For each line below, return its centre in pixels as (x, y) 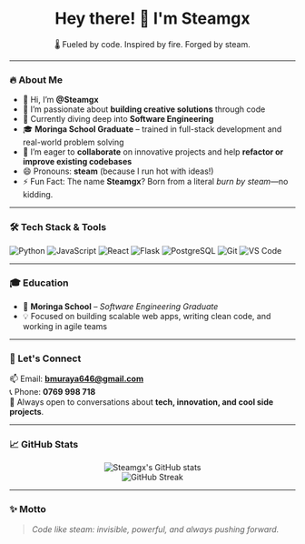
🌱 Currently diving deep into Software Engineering (118, 119)
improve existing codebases (77, 162)
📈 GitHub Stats (44, 445)
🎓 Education (39, 283)
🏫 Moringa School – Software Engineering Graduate (120, 306)
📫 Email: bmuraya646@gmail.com (76, 379)
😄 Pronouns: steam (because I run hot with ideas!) (118, 171)
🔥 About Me (36, 79)
